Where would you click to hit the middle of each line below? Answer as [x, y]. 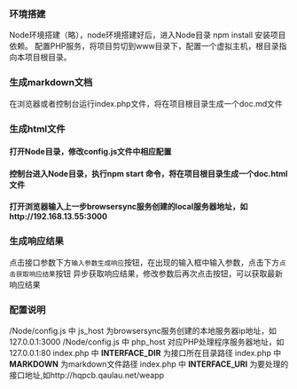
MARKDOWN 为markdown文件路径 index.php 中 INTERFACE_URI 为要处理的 [149, 364]
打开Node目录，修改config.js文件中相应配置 [90, 152]
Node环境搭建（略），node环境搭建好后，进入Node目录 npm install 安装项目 [148, 35]
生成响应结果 [37, 242]
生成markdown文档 [51, 83]
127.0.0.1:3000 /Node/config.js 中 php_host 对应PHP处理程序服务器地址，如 [147, 341]
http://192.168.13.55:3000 [59, 217]
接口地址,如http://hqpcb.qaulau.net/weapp [87, 375]
